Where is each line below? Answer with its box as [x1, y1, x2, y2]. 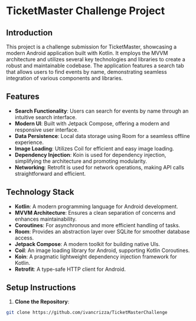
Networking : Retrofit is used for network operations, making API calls [14, 163, 185, 171]
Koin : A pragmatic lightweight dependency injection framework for [14, 253, 177, 260]
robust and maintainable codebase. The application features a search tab [6, 62, 184, 69]
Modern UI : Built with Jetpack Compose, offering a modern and [14, 120, 170, 127]
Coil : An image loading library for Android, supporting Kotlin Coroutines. [14, 247, 190, 254]
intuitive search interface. [14, 113, 77, 120]
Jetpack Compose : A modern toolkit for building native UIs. [14, 240, 161, 247]
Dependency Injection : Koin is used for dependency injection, [14, 151, 166, 158]
